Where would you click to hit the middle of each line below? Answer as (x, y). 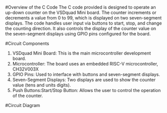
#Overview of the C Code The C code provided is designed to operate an (80, 7)
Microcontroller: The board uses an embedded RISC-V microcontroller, (85, 64)
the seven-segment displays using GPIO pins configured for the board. (78, 34)
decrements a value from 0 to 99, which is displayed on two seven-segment (83, 18)
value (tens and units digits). (41, 85)
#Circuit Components (27, 43)
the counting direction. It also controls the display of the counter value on (81, 28)
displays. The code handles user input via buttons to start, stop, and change (83, 23)
